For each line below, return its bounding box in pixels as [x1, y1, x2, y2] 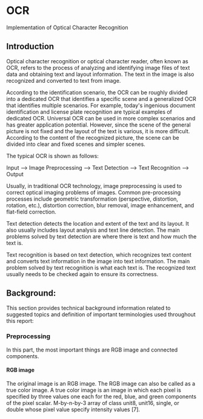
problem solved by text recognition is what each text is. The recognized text [6, 264, 196, 271]
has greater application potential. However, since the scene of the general [6, 121, 191, 128]
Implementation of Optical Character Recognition [6, 24, 128, 31]
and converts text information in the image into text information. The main [6, 257, 190, 265]
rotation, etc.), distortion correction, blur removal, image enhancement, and [6, 201, 195, 209]
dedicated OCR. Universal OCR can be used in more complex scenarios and [6, 114, 196, 122]
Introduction [6, 41, 55, 52]
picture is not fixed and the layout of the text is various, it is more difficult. [6, 127, 190, 134]
